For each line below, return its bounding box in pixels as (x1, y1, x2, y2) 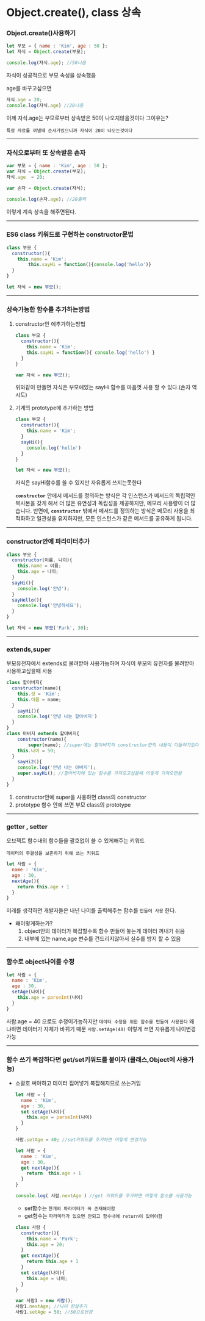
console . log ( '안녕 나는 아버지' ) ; (17, 765, 96, 771)
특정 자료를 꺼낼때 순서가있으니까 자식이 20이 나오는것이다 (6, 128, 133, 134)
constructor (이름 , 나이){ (12, 557, 73, 563)
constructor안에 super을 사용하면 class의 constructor (15, 793, 146, 801)
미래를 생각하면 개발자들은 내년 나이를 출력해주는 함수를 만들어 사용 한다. (6, 907, 177, 914)
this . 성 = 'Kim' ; (17, 691, 60, 697)
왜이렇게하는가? (15, 920, 53, 927)
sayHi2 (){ (17, 759, 43, 765)
